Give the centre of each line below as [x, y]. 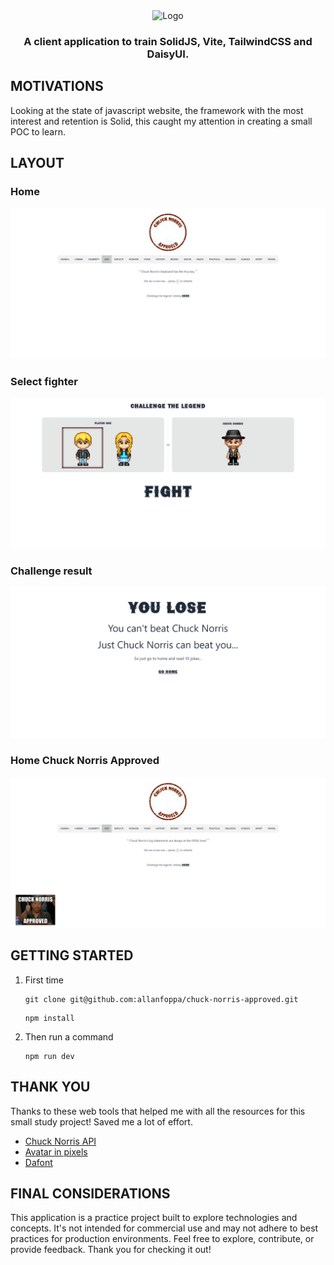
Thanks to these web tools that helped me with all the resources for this [158, 1111]
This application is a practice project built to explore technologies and [154, 1218]
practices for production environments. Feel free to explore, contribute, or [162, 1239]
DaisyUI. [168, 54]
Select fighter [44, 381]
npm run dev [49, 1056]
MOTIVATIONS [57, 86]
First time [44, 980]
